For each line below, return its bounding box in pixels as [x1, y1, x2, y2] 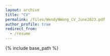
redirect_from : [5, 26, 38, 32]
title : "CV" [5, 12, 30, 17]
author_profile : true [5, 21, 51, 27]
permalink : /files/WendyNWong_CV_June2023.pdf [5, 17, 105, 22]
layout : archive [5, 7, 40, 13]
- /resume [10, 31, 30, 36]
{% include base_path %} [5, 45, 59, 51]
